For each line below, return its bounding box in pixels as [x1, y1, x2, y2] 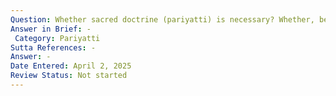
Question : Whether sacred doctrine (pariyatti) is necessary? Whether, [10, 14, 315, 25]
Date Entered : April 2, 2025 [10, 61, 132, 71]
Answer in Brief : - [10, 24, 92, 34]
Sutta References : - [10, 42, 97, 53]
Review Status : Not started [10, 71, 128, 81]
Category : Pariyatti [14, 33, 101, 43]
